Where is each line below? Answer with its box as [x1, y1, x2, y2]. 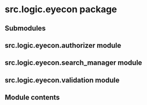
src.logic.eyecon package [5, 4, 117, 15]
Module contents [5, 93, 60, 102]
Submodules [5, 24, 46, 33]
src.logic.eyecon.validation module [5, 75, 120, 85]
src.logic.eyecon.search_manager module [5, 59, 142, 67]
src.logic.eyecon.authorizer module [5, 41, 122, 49]
